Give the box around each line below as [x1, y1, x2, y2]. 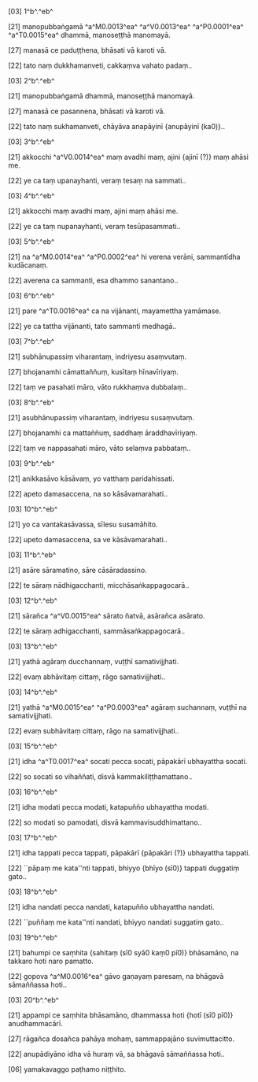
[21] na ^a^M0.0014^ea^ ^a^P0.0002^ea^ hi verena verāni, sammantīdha [8, 252, 241, 261]
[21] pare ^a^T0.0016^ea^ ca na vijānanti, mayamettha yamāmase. [8, 306, 222, 316]
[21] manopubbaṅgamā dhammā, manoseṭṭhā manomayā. [8, 91, 195, 101]
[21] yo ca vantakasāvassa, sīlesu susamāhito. [8, 519, 158, 529]
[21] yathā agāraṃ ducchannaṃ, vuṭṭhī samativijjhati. [8, 657, 179, 666]
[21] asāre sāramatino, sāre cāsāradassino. [8, 566, 147, 574]
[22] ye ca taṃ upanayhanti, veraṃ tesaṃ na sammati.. [8, 176, 186, 185]
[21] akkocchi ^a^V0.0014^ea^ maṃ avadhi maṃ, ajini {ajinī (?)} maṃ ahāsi [8, 153, 249, 161]
